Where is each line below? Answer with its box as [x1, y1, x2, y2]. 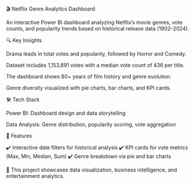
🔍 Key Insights [6, 37, 42, 43]
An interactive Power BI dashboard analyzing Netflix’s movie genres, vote [6, 19, 183, 26]
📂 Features [6, 132, 32, 139]
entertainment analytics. [6, 173, 64, 179]
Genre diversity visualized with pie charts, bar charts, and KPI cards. [6, 84, 172, 91]
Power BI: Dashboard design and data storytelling [6, 109, 126, 117]
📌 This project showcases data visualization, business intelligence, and [6, 166, 177, 173]
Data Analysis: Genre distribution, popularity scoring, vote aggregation [6, 121, 176, 128]
